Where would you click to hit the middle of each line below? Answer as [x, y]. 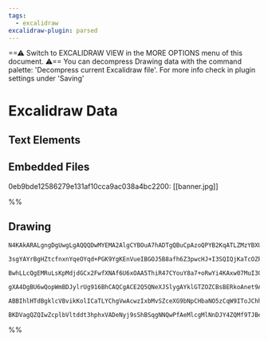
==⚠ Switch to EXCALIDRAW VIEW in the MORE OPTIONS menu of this [126, 53]
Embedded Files [49, 167]
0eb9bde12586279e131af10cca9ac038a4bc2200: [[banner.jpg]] [113, 186]
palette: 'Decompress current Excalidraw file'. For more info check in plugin [132, 70]
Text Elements [45, 140]
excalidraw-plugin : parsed [53, 30]
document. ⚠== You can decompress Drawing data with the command [125, 61]
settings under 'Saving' [46, 78]
